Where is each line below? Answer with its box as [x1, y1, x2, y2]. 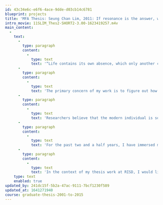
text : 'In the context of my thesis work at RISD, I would [31, 170, 153, 175]
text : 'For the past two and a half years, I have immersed [31, 143, 155, 148]
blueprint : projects [5, 12, 47, 17]
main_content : [5, 25, 34, 30]
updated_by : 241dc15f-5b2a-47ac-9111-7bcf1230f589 [5, 183, 110, 188]
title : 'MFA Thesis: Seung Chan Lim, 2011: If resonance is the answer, [5, 16, 155, 21]
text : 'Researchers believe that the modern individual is [31, 115, 153, 120]
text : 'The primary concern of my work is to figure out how [31, 88, 158, 93]
